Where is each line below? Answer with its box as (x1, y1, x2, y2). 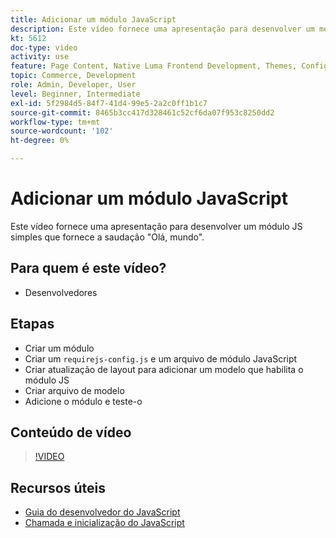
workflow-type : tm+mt (10, 117, 101, 127)
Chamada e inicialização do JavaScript (24, 517, 185, 529)
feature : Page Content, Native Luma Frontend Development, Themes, (10, 61, 298, 71)
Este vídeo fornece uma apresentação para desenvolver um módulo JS (10, 220, 303, 232)
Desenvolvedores (24, 286, 98, 298)
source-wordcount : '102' (10, 126, 114, 136)
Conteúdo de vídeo (10, 424, 132, 441)
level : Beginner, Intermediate (10, 89, 141, 99)
